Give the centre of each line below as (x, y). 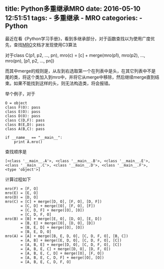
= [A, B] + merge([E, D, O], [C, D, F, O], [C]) (71, 240)
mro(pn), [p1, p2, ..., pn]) (30, 61)
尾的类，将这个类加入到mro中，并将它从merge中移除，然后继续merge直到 (80, 77)
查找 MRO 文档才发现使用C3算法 (45, 45)
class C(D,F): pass (25, 120)
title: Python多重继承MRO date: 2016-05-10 (73, 9)
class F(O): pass (23, 107)
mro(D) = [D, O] (22, 197)
